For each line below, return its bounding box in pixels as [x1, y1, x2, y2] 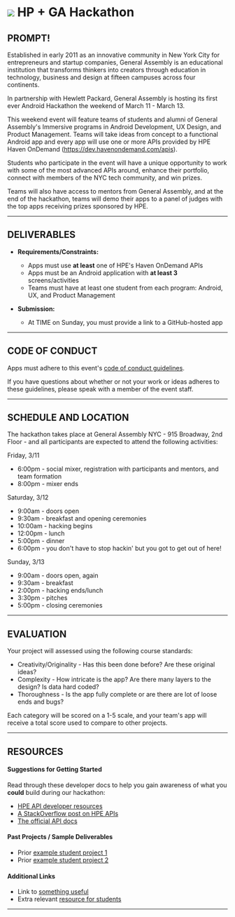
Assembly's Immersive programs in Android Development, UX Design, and [7, 123, 222, 130]
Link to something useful [17, 888, 89, 896]
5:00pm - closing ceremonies [17, 601, 103, 610]
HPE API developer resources [17, 801, 103, 810]
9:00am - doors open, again [17, 571, 99, 580]
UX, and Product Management [27, 290, 115, 299]
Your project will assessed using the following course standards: [7, 647, 193, 655]
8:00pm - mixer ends [17, 480, 79, 488]
